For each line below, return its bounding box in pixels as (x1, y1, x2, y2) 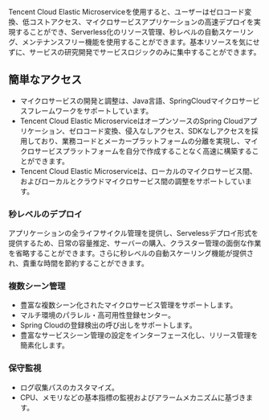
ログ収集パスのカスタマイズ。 (19, 382, 119, 392)
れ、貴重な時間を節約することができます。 (8, 258, 149, 268)
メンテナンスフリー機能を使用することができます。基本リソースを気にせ (22, 37, 260, 47)
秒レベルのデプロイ (8, 208, 83, 220)
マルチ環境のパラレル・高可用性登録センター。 (19, 311, 175, 320)
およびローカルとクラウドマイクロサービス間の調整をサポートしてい (19, 176, 246, 186)
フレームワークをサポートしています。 (26, 105, 153, 115)
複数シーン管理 (8, 281, 66, 292)
